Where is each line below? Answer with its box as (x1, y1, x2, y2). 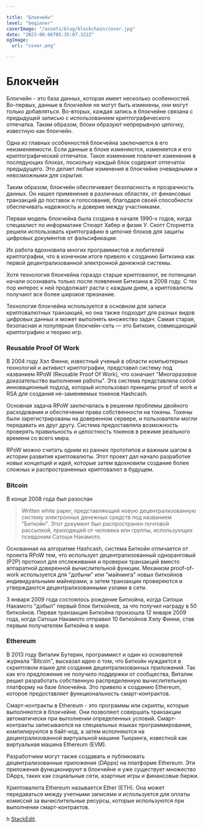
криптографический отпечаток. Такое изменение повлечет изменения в (6, 152, 196, 159)
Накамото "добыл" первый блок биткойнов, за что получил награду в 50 (6, 602, 197, 610)
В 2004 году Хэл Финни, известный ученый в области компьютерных (6, 357, 188, 365)
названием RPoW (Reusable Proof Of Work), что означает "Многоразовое (6, 371, 197, 378)
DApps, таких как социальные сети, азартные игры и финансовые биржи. (6, 772, 199, 779)
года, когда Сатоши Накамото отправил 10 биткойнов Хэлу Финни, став (6, 615, 195, 622)
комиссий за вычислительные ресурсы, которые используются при (6, 797, 185, 804)
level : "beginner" (6, 20, 53, 26)
